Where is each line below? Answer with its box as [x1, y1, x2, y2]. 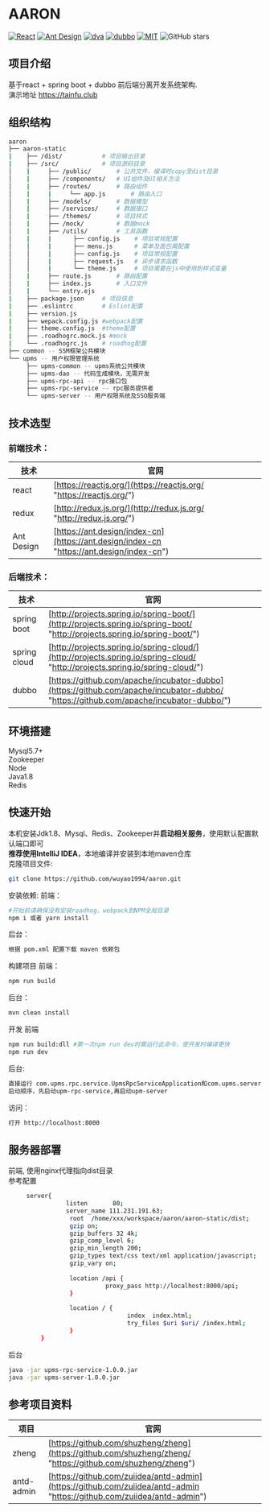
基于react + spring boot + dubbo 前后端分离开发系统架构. [8, 80, 198, 89]
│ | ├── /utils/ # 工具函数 [8, 227, 148, 236]
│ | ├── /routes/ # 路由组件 [8, 182, 148, 190]
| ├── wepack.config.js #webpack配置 [8, 317, 143, 325]
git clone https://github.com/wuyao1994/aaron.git [8, 874, 182, 882]
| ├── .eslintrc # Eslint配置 [8, 302, 143, 310]
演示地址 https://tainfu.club [8, 89, 98, 99]
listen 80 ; [65, 1200, 125, 1208]
